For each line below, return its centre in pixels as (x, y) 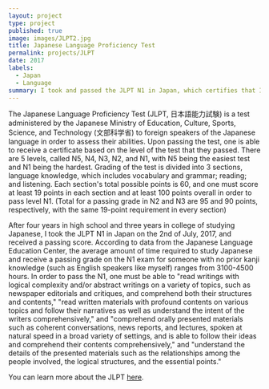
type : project (32, 23)
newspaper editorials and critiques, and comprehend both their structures (130, 294)
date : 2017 (26, 61)
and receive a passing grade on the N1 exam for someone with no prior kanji (134, 259)
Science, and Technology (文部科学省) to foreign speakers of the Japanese (132, 132)
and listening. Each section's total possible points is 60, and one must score (133, 184)
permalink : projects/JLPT (51, 53)
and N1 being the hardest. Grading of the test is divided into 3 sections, (125, 167)
